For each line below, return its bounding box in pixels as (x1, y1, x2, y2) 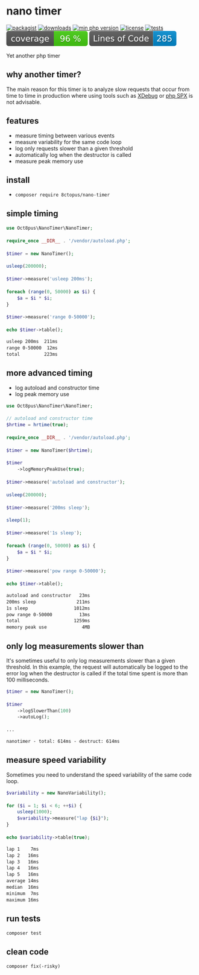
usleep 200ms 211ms (6, 339, 58, 345)
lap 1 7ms (6, 846, 39, 852)
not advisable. (6, 98, 42, 106)
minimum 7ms (6, 891, 39, 897)
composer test (6, 930, 42, 936)
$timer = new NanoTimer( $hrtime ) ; (6, 447, 93, 453)
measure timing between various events (14, 131, 115, 139)
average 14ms (6, 878, 39, 884)
